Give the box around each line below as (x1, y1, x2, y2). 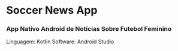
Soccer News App (6, 4, 98, 17)
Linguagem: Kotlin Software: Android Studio (6, 38, 114, 45)
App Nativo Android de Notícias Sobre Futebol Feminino (6, 25, 172, 33)
